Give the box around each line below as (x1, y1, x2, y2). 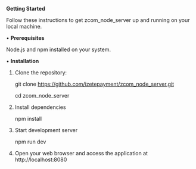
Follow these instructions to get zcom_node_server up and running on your (6, 17, 190, 23)
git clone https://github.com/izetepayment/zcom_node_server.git (14, 80, 175, 87)
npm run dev (14, 138, 46, 145)
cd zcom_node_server (14, 92, 70, 99)
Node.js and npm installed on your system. (6, 46, 111, 53)
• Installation (6, 58, 39, 64)
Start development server (14, 127, 78, 133)
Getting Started (6, 5, 46, 12)
